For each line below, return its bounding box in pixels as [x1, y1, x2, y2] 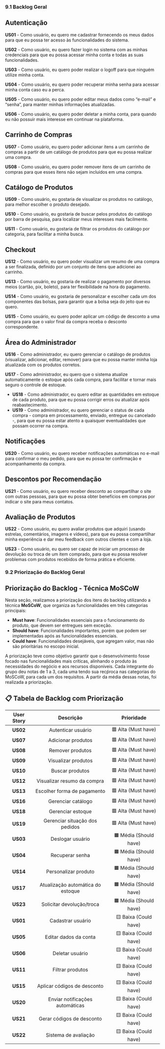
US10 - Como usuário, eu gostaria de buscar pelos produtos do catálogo [5, 211, 152, 217]
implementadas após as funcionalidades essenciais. [12, 633, 118, 639]
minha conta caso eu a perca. [5, 86, 65, 92]
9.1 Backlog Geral [5, 3, 47, 10]
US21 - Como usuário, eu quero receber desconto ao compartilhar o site [5, 488, 151, 494]
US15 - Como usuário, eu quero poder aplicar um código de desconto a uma [5, 313, 160, 319]
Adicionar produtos [48, 737, 93, 744]
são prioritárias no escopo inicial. [12, 643, 80, 649]
